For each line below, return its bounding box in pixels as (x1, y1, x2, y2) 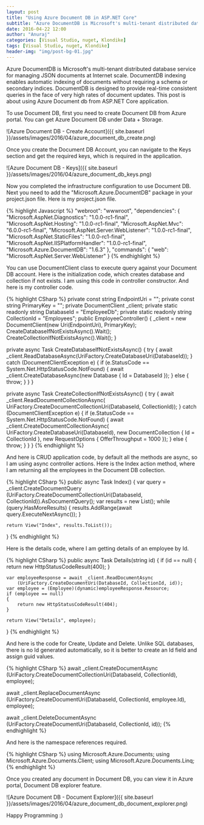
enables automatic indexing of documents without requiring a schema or (6, 78, 188, 85)
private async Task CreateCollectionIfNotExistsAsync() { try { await (6, 390, 174, 397)
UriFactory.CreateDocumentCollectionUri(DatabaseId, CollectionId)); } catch (6, 403, 197, 410)
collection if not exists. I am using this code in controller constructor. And (6, 277, 189, 284)
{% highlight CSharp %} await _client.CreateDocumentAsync (6, 664, 158, 672)
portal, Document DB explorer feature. (6, 781, 102, 788)
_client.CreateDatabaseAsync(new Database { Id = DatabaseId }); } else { (6, 372, 189, 379)
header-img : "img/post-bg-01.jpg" (6, 49, 94, 55)
